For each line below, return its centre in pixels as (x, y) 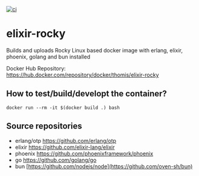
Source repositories (44, 126)
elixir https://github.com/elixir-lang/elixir (65, 147)
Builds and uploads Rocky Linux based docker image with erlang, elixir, (94, 50)
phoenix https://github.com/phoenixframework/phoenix (84, 153)
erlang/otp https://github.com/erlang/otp (65, 140)
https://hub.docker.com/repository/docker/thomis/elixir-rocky (83, 75)
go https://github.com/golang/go (55, 160)
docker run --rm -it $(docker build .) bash (63, 108)
